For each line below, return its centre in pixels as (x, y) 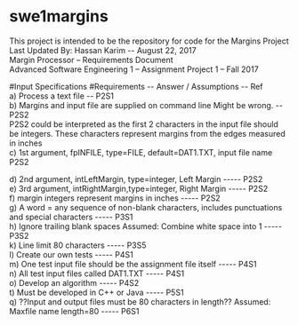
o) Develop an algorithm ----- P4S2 (74, 282)
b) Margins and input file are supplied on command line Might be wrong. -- (146, 105)
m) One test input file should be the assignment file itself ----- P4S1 (133, 264)
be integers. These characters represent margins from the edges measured (148, 133)
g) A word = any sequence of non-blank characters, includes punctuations (146, 207)
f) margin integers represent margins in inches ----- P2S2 (115, 198)
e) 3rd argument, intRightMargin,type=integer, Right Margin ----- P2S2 (139, 188)
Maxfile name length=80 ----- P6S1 (74, 311)
